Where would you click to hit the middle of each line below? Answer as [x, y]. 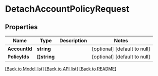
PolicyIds [18, 57]
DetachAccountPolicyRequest [67, 9]
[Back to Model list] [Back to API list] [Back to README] [61, 69]
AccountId [20, 49]
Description [73, 41]
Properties [21, 27]
